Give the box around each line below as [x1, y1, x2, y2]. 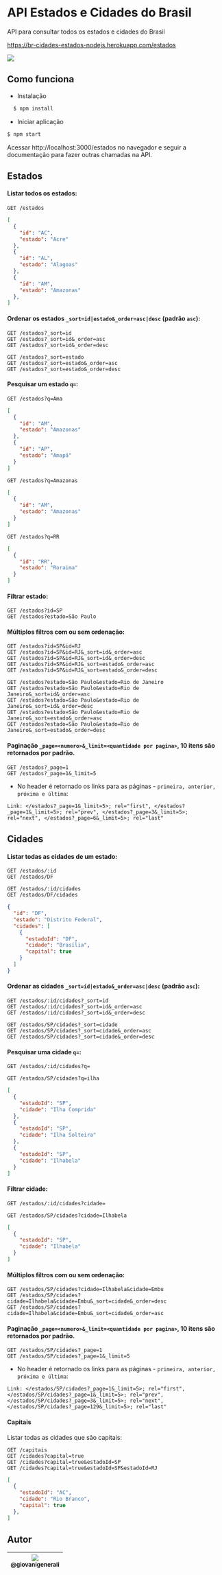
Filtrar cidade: [7, 1185, 48, 1193]
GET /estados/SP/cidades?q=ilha [7, 1075, 99, 1082]
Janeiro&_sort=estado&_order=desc [7, 727, 106, 734]
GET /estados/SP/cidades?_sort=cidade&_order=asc [7, 1028, 152, 1034]
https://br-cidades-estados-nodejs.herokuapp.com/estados [7, 40, 176, 49]
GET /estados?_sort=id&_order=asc [7, 335, 106, 342]
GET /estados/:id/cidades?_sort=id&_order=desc [7, 1010, 146, 1017]
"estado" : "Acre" [19, 235, 69, 243]
